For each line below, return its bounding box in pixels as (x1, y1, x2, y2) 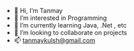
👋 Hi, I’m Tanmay (13, 7, 63, 14)
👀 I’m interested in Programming (13, 14, 107, 22)
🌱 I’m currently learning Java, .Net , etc (13, 21, 127, 29)
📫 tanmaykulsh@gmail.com (13, 37, 96, 44)
